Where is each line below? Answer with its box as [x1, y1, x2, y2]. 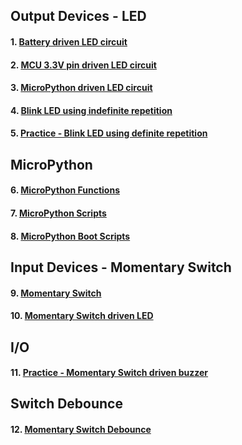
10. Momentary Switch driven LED [10, 310, 154, 322]
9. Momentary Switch [10, 287, 102, 299]
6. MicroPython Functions [10, 184, 120, 196]
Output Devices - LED [10, 8, 147, 25]
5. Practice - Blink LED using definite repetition [10, 127, 208, 139]
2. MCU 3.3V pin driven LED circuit [10, 59, 157, 71]
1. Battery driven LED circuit [10, 35, 128, 48]
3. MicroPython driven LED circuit [10, 82, 153, 94]
